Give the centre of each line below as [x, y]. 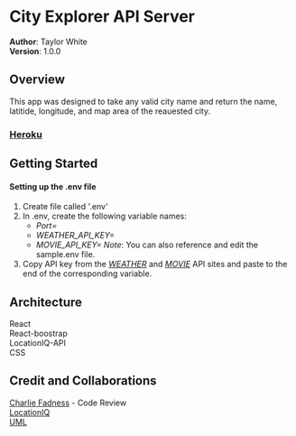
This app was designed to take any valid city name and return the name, [143, 101]
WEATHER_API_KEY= [75, 236]
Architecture [46, 302]
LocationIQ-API [37, 343]
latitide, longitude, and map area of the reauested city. [110, 111]
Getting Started [54, 164]
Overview [37, 80]
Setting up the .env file [53, 186]
